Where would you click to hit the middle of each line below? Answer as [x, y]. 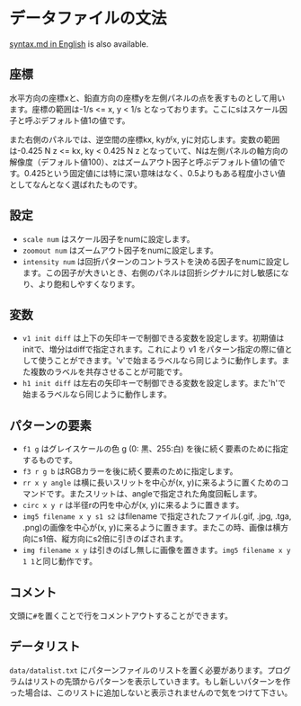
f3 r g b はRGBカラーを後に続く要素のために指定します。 [130, 471]
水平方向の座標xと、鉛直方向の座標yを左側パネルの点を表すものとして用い [147, 98]
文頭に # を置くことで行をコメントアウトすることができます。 [121, 616]
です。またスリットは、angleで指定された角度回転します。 [154, 494]
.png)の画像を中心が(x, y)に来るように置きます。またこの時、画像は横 [151, 528]
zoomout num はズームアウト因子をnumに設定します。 [120, 250]
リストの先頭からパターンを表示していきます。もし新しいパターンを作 [162, 681]
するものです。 [50, 460]
